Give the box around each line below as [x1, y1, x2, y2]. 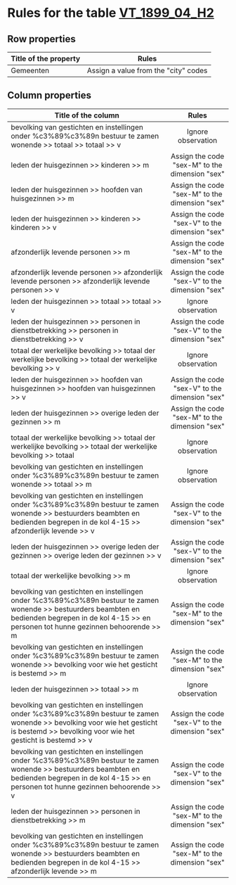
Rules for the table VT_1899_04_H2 [7, 5, 214, 21]
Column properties [7, 89, 91, 101]
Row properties [7, 33, 76, 45]
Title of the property [11, 54, 81, 63]
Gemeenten [11, 65, 50, 75]
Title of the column [54, 110, 119, 120]
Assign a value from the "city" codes [86, 65, 208, 75]
